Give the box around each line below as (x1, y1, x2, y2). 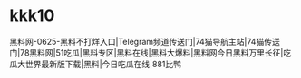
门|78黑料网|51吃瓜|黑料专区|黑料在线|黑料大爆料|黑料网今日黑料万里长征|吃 (9, 47, 292, 58)
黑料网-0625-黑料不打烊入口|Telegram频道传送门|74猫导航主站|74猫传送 (9, 36, 281, 47)
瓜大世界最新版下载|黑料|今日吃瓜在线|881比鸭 (9, 58, 181, 69)
